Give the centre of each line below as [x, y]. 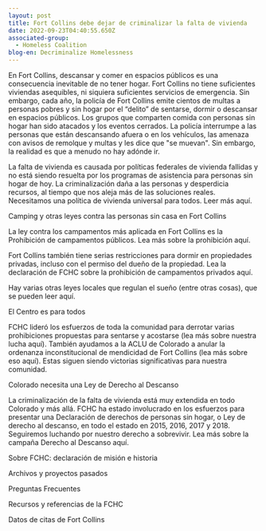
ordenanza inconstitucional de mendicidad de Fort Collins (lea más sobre [128, 352]
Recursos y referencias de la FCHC [66, 504]
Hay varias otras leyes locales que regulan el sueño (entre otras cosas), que [133, 288]
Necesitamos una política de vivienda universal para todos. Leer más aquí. [130, 201]
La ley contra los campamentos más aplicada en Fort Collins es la [115, 231]
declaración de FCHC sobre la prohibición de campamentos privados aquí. [131, 272]
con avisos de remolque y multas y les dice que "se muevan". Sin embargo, [132, 143]
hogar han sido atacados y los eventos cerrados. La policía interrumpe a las [133, 126]
